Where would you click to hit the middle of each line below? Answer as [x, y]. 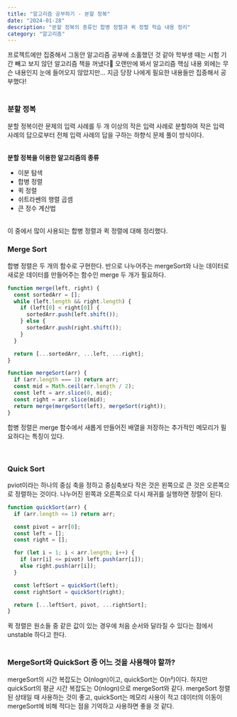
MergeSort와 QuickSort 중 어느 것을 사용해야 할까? [92, 662]
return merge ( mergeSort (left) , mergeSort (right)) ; [90, 406]
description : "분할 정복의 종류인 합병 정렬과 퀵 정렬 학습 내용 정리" [99, 27]
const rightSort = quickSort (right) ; [70, 592]
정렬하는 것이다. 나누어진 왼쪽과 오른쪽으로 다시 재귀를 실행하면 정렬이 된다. [119, 493]
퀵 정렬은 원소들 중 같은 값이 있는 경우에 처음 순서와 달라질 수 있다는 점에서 [110, 626]
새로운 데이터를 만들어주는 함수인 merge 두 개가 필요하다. [87, 275]
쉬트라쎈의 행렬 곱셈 [45, 199]
